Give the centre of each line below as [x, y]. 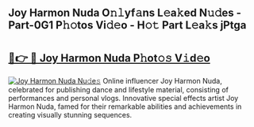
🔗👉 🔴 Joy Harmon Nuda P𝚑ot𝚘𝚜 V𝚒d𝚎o [109, 58]
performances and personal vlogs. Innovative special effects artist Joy [123, 98]
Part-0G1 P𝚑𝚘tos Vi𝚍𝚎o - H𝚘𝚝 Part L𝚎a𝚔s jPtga [127, 26]
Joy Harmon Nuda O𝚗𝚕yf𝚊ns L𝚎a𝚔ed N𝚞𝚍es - [125, 13]
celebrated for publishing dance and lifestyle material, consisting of [118, 90]
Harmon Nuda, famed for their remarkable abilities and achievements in [125, 106]
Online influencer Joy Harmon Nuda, [162, 81]
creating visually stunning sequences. [70, 115]
